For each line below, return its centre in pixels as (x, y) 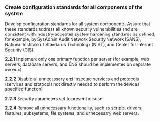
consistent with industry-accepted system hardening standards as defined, (80, 34)
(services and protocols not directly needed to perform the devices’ (73, 84)
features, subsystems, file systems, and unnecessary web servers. (72, 113)
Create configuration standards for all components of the (74, 7)
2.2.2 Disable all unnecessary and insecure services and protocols (72, 79)
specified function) (24, 89)
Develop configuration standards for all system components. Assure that (78, 24)
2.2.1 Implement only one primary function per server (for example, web (77, 59)
